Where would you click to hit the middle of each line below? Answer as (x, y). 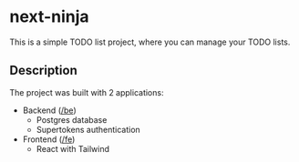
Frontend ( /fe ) (49, 139)
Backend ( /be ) (49, 110)
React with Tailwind (73, 148)
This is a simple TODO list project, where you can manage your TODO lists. (150, 42)
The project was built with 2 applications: (87, 92)
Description (43, 71)
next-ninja (49, 17)
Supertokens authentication (88, 129)
